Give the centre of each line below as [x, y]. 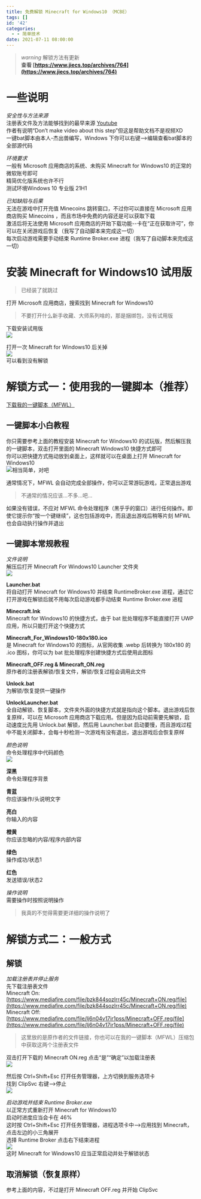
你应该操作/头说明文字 [33, 799]
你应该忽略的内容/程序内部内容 [44, 839]
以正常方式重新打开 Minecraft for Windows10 [61, 1110]
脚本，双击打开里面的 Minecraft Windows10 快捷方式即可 [92, 448]
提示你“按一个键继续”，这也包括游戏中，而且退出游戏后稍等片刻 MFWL [103, 516]
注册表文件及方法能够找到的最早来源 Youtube [62, 123]
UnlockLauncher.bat [32, 703]
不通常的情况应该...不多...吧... [57, 495]
